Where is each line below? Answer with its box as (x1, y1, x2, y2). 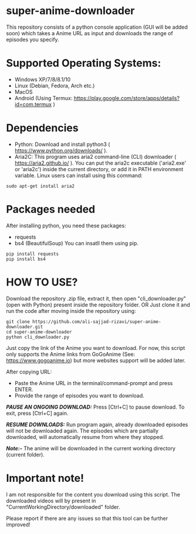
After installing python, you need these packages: (6, 222, 126, 229)
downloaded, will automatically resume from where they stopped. (6, 433, 164, 440)
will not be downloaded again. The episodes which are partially (6, 427, 159, 434)
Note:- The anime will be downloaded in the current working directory (6, 444, 176, 452)
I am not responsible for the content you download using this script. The (6, 491, 181, 498)
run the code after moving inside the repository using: (6, 307, 136, 314)
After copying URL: (6, 368, 52, 375)
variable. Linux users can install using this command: (14, 172, 143, 179)
